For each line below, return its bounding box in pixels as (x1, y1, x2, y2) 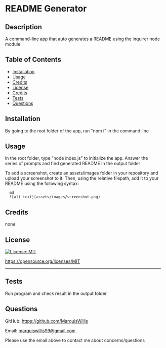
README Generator (5, 3, 87, 14)
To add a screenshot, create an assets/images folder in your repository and (5, 170, 159, 176)
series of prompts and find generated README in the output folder (5, 161, 141, 167)
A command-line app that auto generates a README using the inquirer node (5, 36, 160, 42)
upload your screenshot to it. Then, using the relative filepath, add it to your (5, 175, 159, 181)
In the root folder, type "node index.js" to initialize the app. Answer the (5, 155, 148, 161)
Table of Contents (5, 56, 62, 64)
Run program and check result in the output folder (5, 290, 107, 296)
